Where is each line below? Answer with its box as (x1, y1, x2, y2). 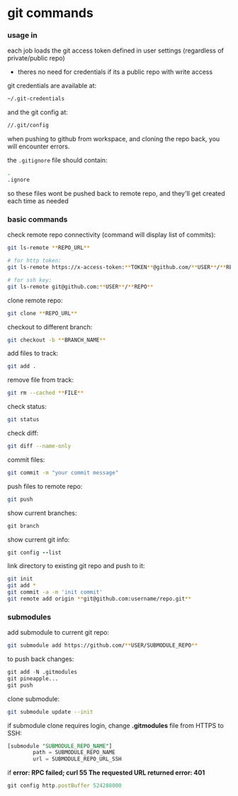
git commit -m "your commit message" (7, 469, 119, 476)
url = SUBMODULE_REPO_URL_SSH (33, 756, 122, 763)
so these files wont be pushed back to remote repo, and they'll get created (7, 189, 225, 197)
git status (7, 416, 40, 423)
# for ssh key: (7, 276, 52, 283)
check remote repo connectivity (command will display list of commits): (7, 231, 216, 239)
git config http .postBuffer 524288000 (7, 783, 122, 790)
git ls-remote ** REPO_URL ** (7, 244, 91, 251)
